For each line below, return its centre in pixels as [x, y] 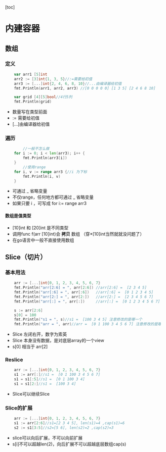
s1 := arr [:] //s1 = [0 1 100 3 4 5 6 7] [57, 375]
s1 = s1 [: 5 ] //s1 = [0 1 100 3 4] [49, 379]
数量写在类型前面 [30, 112]
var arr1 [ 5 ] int [31, 74]
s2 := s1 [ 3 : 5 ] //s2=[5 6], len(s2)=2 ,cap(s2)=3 [64, 428]
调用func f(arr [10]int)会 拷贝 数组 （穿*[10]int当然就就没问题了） [78, 234]
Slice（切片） [26, 257]
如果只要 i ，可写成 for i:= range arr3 [49, 203]
